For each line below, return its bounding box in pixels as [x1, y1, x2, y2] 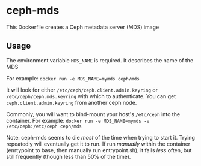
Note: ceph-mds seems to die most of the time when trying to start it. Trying [6, 134, 196, 141]
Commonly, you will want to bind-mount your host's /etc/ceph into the [6, 110, 181, 117]
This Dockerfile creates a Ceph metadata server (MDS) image [6, 23, 159, 31]
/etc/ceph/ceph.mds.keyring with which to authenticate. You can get [6, 92, 176, 99]
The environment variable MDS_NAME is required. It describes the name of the [6, 56, 194, 64]
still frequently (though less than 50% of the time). [6, 153, 131, 160]
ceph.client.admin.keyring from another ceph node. [6, 99, 137, 106]
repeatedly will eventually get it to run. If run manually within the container [6, 140, 191, 147]
